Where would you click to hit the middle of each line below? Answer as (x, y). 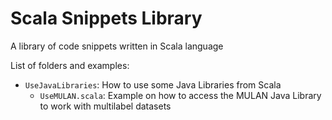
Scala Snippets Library (106, 18)
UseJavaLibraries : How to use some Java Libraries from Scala (153, 84)
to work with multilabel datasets (105, 106)
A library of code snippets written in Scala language (117, 46)
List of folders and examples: (70, 65)
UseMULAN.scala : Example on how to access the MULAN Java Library (180, 95)
